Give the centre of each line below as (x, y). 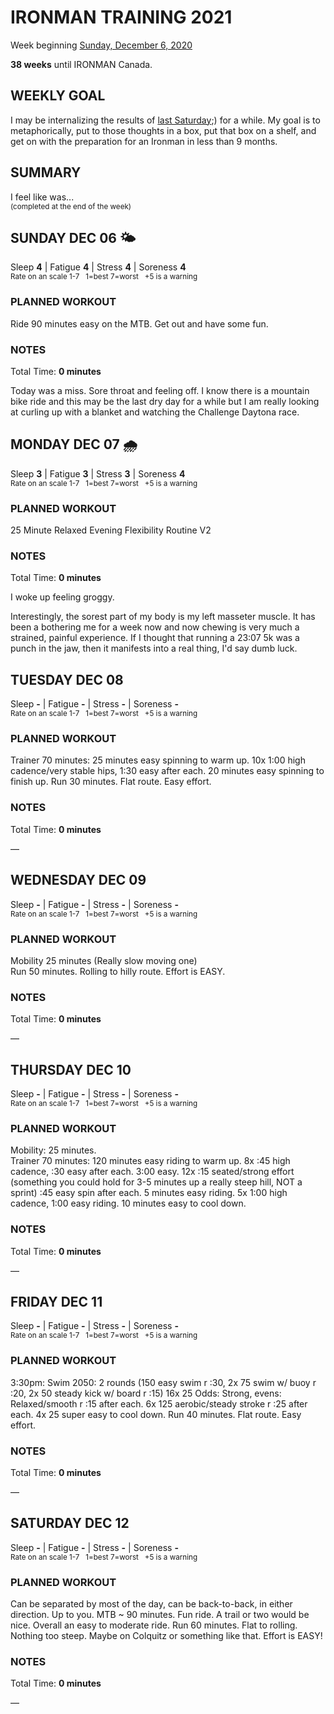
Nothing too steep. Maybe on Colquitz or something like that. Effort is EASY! (166, 1636)
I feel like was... (42, 197)
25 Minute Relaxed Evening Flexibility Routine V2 (111, 530)
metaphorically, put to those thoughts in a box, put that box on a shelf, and (163, 130)
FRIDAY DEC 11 (56, 1301)
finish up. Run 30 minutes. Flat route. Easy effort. (111, 782)
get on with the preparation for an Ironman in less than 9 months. (144, 141)
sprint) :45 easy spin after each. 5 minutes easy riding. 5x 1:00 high (149, 1193)
